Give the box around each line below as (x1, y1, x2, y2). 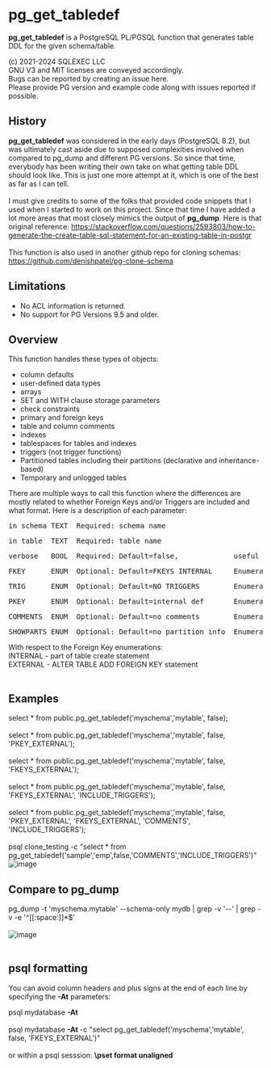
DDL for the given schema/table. (8, 40, 117, 50)
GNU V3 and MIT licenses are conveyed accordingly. (8, 65, 184, 74)
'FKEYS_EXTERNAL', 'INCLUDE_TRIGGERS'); (8, 790, 156, 801)
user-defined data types (19, 378, 101, 389)
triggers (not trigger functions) (19, 447, 123, 457)
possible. (8, 90, 39, 100)
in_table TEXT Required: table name (8, 536, 162, 546)
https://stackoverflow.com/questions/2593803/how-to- (71, 221, 256, 231)
